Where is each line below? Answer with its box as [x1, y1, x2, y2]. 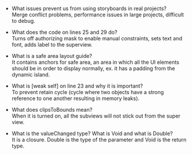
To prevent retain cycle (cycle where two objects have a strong [11, 89, 164, 95]
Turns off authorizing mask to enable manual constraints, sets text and [11, 35, 183, 42]
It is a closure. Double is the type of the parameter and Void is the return [11, 136, 187, 143]
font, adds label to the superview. [11, 41, 93, 48]
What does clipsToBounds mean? [11, 106, 93, 113]
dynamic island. [11, 71, 50, 78]
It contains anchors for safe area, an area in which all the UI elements [11, 58, 180, 66]
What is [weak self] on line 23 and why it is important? [11, 82, 143, 89]
